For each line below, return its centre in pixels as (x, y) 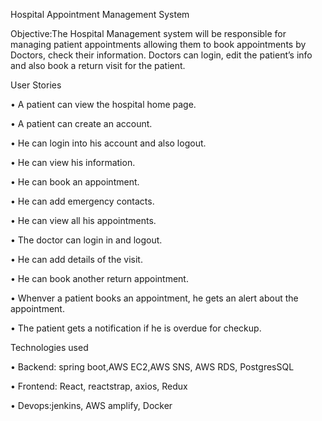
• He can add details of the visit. (76, 259)
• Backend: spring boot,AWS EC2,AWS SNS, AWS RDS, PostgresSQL (152, 367)
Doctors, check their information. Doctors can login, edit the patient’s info (161, 55)
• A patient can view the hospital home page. (103, 104)
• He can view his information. (73, 162)
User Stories (36, 85)
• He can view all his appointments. (83, 220)
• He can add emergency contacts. (82, 201)
